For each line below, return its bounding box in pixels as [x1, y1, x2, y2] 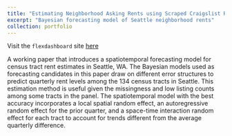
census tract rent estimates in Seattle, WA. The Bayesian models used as [7, 63, 215, 71]
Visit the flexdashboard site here [7, 42, 99, 50]
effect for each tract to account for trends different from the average [7, 114, 202, 122]
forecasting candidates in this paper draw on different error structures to [7, 70, 214, 78]
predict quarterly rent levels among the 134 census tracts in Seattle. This [7, 77, 214, 86]
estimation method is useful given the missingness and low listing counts [7, 84, 215, 93]
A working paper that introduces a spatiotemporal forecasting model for [7, 55, 212, 64]
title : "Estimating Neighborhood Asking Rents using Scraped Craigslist [7, 10, 221, 17]
